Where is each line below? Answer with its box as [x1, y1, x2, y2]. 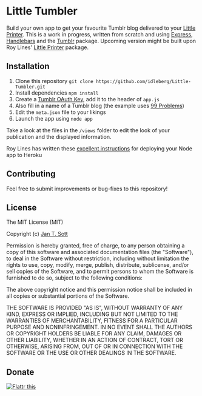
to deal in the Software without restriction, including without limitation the [6, 255, 189, 262]
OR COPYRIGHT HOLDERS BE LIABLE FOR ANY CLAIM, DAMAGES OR [6, 330, 182, 337]
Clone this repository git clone [15, 77, 94, 84]
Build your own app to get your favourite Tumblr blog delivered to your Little [6, 24, 196, 32]
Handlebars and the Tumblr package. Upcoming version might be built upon [6, 37, 196, 44]
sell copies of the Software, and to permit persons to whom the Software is [6, 268, 194, 275]
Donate [6, 367, 35, 377]
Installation [6, 61, 50, 72]
